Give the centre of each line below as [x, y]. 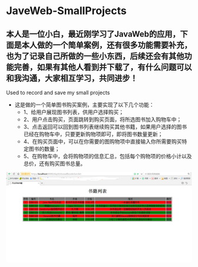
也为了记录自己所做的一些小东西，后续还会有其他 [95, 56]
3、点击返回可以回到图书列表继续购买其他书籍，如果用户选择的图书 [105, 127]
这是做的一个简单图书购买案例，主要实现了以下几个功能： [84, 105]
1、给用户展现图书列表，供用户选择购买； [74, 112]
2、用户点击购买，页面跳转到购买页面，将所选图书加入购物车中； [103, 119]
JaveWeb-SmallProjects [66, 11]
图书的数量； [44, 149]
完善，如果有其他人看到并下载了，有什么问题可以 [103, 67]
